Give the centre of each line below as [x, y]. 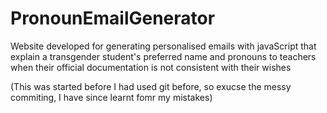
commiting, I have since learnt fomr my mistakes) [111, 97]
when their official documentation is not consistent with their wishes [151, 67]
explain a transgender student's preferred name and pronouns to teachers [163, 56]
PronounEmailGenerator [113, 18]
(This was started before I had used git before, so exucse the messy [151, 86]
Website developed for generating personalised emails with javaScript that [163, 46]
